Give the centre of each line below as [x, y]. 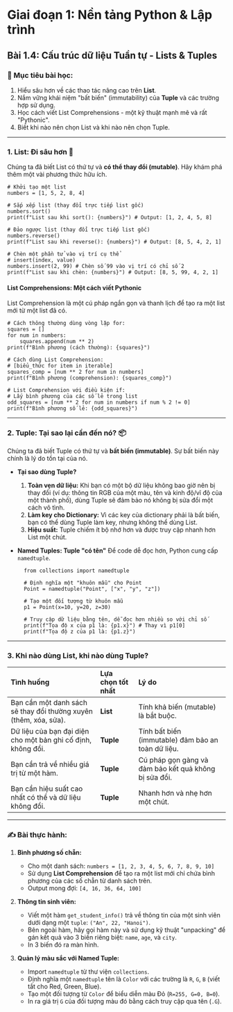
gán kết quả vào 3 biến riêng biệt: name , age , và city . [102, 938]
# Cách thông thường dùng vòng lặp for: [67, 324]
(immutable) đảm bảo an [178, 740]
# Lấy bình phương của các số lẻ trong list [72, 397]
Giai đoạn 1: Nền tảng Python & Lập [110, 15]
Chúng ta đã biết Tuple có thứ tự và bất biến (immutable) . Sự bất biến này [113, 451]
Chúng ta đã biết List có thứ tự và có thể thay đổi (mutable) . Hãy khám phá [115, 167]
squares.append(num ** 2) [57, 342]
